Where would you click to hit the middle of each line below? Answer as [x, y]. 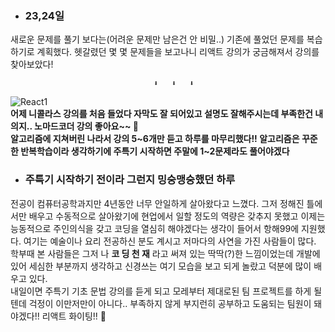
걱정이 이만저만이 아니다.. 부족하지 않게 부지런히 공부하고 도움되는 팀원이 [170, 303]
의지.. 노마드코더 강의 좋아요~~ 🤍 [74, 126]
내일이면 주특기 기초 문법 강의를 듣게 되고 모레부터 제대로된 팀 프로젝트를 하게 [161, 291]
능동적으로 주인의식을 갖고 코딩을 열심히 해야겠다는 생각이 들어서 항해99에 [155, 228]
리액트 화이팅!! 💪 [74, 316]
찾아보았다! [32, 64]
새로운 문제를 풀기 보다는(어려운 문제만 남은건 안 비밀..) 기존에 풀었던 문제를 [157, 39]
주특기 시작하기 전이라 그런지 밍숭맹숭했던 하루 [130, 180]
